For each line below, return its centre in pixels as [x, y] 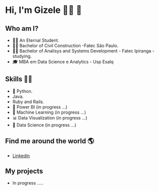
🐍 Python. [22, 91]
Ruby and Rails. [28, 102]
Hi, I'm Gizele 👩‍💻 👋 [43, 10]
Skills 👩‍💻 [19, 79]
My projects [24, 171]
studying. [22, 56]
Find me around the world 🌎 [50, 141]
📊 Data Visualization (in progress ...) [50, 118]
